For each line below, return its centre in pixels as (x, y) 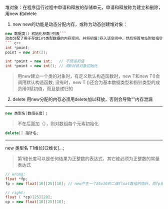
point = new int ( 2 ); (27, 52)
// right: (15, 192)
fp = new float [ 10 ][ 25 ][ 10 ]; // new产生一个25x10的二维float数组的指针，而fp (83, 183)
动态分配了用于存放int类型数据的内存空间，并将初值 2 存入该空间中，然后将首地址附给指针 (84, 38)
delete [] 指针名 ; (22, 133)
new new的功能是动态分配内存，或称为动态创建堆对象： (70, 24)
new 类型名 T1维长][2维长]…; (35, 148)
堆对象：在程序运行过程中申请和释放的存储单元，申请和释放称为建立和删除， (84, 7)
